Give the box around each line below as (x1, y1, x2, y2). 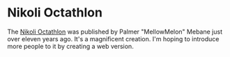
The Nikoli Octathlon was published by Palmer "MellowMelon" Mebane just (7, 27, 223, 36)
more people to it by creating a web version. (7, 42, 134, 50)
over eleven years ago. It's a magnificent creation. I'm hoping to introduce (7, 34, 220, 43)
